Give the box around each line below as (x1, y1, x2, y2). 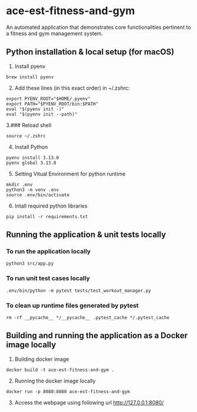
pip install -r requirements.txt (6, 213, 88, 219)
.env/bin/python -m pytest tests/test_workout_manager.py (6, 288, 151, 294)
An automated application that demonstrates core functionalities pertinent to (6, 24, 191, 31)
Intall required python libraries (14, 202, 88, 209)
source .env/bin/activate (6, 192, 69, 198)
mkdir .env (6, 182, 33, 187)
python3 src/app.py (6, 261, 54, 266)
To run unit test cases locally (6, 274, 90, 282)
